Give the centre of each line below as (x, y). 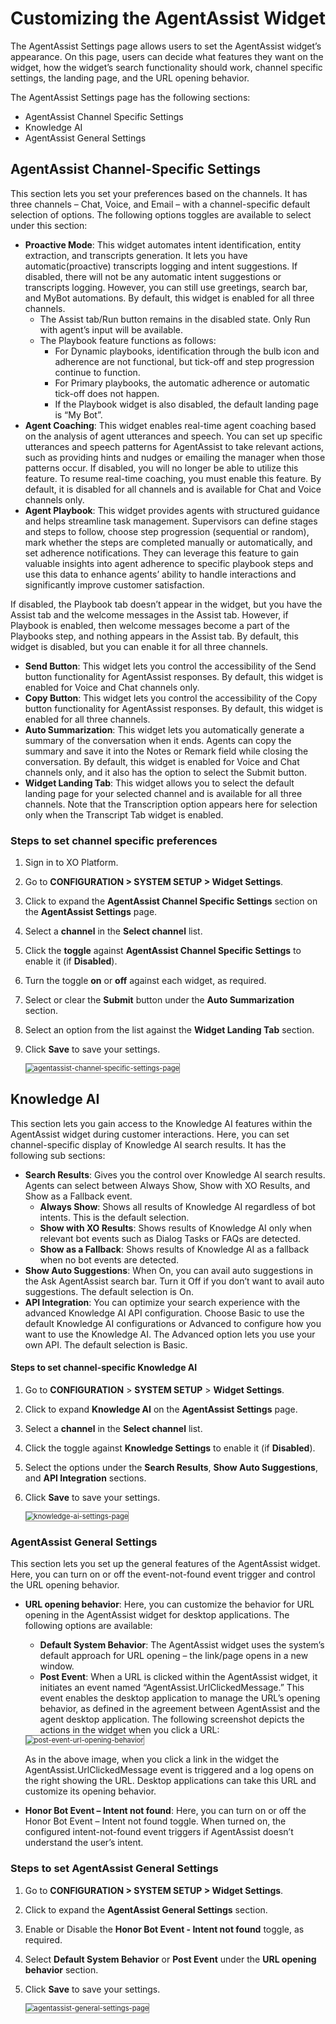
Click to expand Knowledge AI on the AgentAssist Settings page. (161, 1409)
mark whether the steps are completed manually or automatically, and (168, 542)
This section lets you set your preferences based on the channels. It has (159, 193)
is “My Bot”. (78, 414)
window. (57, 1666)
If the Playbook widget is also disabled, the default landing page (186, 404)
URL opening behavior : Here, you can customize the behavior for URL (169, 1604)
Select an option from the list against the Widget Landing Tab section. (169, 1030)
